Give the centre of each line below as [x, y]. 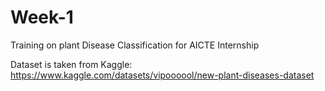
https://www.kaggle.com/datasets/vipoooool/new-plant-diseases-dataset [162, 75]
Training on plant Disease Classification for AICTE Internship [135, 45]
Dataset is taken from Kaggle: [71, 64]
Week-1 [42, 17]
